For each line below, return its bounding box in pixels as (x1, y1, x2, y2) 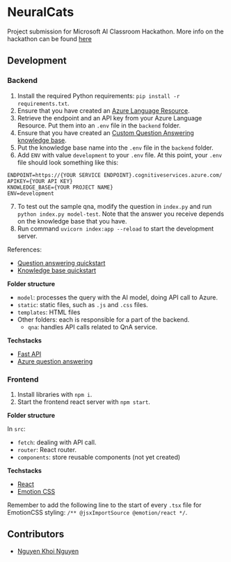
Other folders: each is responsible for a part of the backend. (17, 315, 190, 324)
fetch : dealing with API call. (17, 438, 97, 446)
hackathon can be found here (7, 34, 92, 42)
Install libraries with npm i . (17, 390, 93, 398)
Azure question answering (17, 357, 93, 366)
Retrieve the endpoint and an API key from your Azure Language (17, 114, 202, 122)
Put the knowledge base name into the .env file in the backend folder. (17, 143, 214, 152)
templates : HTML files (17, 308, 81, 316)
